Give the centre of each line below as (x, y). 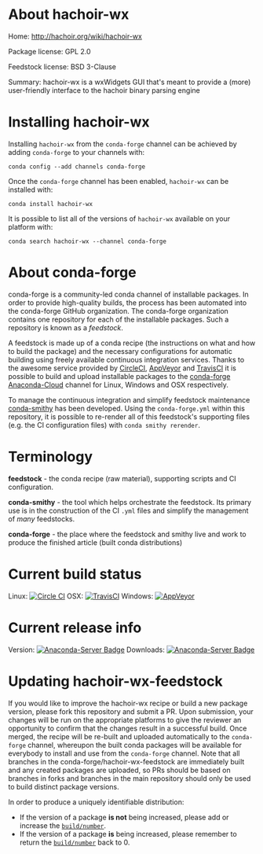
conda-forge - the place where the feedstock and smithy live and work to (127, 534)
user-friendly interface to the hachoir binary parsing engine (104, 90)
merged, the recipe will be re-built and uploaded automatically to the (119, 736)
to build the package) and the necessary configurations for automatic (121, 351)
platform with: (31, 226)
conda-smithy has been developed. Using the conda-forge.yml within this (127, 408)
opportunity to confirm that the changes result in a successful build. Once (128, 728)
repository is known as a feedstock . (66, 327)
